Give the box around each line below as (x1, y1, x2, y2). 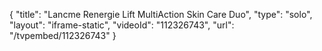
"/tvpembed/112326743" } (9, 30, 117, 41)
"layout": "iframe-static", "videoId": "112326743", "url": (9, 19, 235, 31)
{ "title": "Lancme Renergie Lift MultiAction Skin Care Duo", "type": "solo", (9, 9, 313, 20)
